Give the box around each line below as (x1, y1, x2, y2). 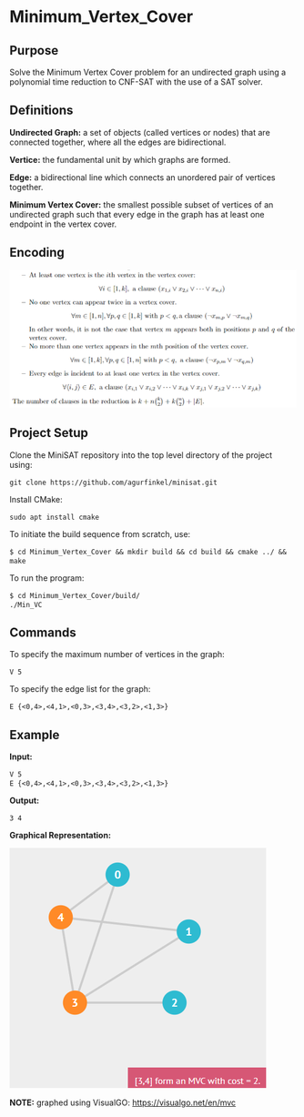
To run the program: (9, 572, 85, 584)
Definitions (9, 103, 74, 118)
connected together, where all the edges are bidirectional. (9, 137, 227, 147)
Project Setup (9, 425, 89, 441)
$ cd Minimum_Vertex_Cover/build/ (9, 591, 141, 600)
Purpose (9, 43, 59, 58)
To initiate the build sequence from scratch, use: (9, 528, 191, 539)
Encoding (9, 245, 66, 260)
